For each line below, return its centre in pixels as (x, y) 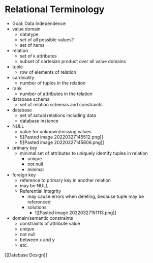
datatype (29, 34)
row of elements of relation (48, 72)
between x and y (37, 240)
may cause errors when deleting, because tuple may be (86, 196)
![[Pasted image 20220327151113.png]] (75, 213)
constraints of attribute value (50, 223)
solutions (37, 207)
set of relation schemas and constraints (61, 104)
